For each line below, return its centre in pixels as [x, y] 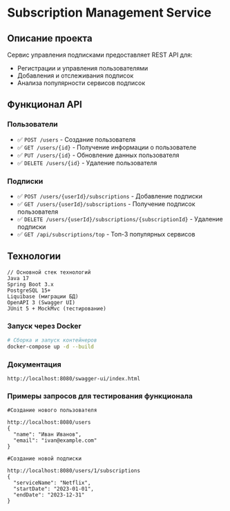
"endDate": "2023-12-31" [49, 495]
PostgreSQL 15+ [29, 290]
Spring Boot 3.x [30, 284]
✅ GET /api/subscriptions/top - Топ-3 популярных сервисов [106, 234]
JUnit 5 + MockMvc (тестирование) [57, 308]
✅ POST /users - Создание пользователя [76, 139]
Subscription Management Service [109, 13]
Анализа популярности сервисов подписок [81, 83]
